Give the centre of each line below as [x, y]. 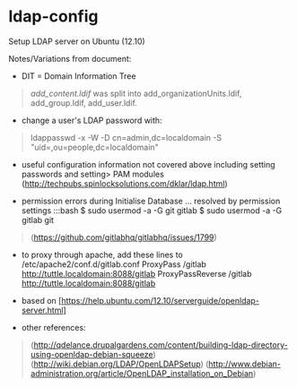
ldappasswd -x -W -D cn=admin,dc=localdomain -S [126, 137]
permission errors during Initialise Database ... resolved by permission [151, 201]
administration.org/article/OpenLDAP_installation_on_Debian [142, 373]
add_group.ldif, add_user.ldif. [84, 103]
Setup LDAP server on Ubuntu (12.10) [77, 41]
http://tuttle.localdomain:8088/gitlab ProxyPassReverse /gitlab [136, 273]
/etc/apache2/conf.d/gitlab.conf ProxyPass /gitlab [114, 264]
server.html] [44, 310]
